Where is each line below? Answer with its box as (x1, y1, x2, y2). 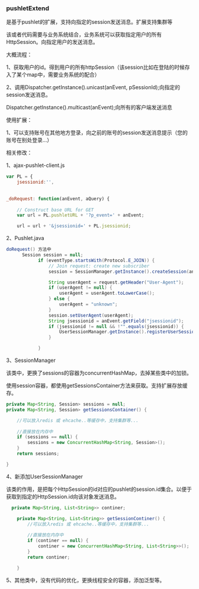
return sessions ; (17, 451, 60, 457)
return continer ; (27, 554, 70, 560)
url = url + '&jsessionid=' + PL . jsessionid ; (17, 223, 131, 229)
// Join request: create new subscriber (48, 263, 150, 269)
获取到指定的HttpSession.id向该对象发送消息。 (6, 493, 120, 500)
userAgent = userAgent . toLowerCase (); (59, 290, 155, 297)
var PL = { (6, 174, 33, 179)
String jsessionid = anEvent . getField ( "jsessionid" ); (48, 318, 184, 324)
